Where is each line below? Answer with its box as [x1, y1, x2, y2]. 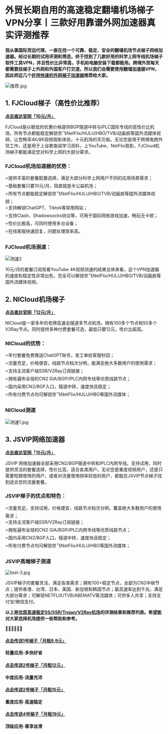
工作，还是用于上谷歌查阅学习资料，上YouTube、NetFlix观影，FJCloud [9, 142, 155, 148]
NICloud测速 [5, 407, 36, 414]
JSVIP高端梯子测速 [5, 558, 51, 565]
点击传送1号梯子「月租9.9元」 [5, 637, 67, 644]
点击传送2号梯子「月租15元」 [5, 687, 65, 693]
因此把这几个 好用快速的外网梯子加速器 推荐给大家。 [5, 72, 110, 78]
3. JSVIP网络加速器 [5, 435, 65, 444]
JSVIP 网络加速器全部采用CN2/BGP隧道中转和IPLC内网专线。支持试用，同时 [5, 460, 162, 466]
